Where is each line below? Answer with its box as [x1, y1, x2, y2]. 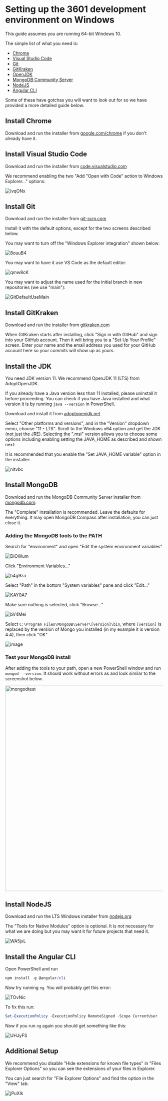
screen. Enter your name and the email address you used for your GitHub [5, 342, 156, 348]
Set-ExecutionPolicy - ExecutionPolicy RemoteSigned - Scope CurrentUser [5, 1013, 157, 1018]
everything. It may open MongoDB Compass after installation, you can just [5, 514, 158, 520]
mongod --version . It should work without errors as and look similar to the [5, 670, 156, 676]
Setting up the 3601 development [5, 4, 146, 15]
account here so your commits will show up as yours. [5, 348, 115, 354]
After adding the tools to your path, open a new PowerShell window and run [5, 665, 161, 671]
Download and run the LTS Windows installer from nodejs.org [5, 913, 131, 919]
